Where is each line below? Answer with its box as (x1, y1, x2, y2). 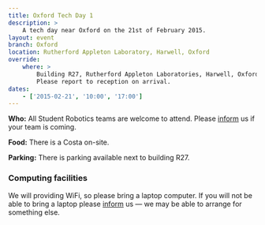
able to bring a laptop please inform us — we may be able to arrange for (8, 199, 242, 208)
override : (8, 56, 41, 64)
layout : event (8, 33, 55, 42)
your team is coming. (8, 122, 77, 132)
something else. (8, 207, 61, 217)
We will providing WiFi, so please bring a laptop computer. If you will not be (8, 190, 252, 200)
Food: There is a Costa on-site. (8, 137, 110, 147)
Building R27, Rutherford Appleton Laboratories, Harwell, (36, 70, 235, 78)
